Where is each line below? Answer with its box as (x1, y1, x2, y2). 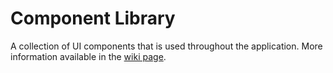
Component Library (10, 7, 176, 30)
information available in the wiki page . (10, 50, 167, 62)
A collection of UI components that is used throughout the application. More (10, 40, 323, 52)
